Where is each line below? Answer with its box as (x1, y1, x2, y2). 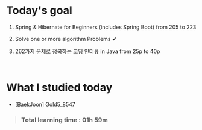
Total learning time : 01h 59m (21, 116, 109, 124)
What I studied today (6, 81, 113, 94)
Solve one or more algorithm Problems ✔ (14, 35, 117, 42)
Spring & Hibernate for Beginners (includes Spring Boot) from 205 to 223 (14, 23, 197, 31)
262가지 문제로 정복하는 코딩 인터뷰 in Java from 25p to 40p (14, 48, 160, 55)
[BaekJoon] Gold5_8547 (14, 101, 75, 108)
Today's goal (6, 4, 72, 17)
